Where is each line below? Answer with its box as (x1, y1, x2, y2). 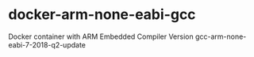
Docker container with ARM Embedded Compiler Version (8, 32, 194, 41)
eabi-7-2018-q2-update (8, 40, 86, 49)
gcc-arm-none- (194, 32, 247, 41)
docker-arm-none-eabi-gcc (8, 6, 196, 24)
